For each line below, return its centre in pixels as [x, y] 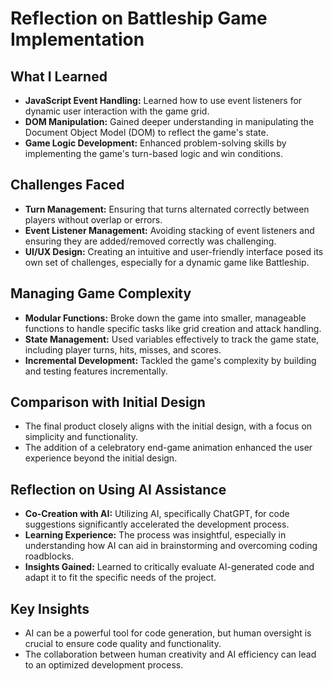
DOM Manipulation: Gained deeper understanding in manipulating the [169, 121]
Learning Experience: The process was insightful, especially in [155, 535]
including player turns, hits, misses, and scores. [123, 349]
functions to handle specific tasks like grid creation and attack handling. [173, 328]
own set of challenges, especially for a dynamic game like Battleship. [167, 262]
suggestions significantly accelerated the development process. [157, 524]
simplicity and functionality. [81, 437]
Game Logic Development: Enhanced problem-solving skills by [155, 143]
